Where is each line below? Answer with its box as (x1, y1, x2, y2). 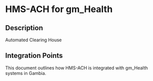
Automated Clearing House (5, 37, 62, 43)
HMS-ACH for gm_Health (5, 4, 113, 15)
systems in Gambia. (5, 70, 47, 76)
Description (5, 24, 43, 32)
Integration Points (5, 51, 63, 60)
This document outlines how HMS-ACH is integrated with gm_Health (5, 64, 148, 71)
